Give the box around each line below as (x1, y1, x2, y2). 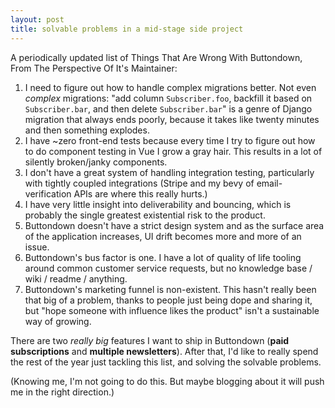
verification (24, 187, 72, 200)
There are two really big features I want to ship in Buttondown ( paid (10, 334, 290, 346)
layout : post (10, 14, 65, 25)
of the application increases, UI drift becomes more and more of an (24, 230, 302, 242)
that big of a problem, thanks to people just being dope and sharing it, (24, 294, 313, 306)
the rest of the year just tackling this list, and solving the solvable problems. (10, 356, 322, 368)
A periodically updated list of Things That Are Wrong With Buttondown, (10, 51, 303, 63)
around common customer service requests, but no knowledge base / (24, 262, 313, 274)
